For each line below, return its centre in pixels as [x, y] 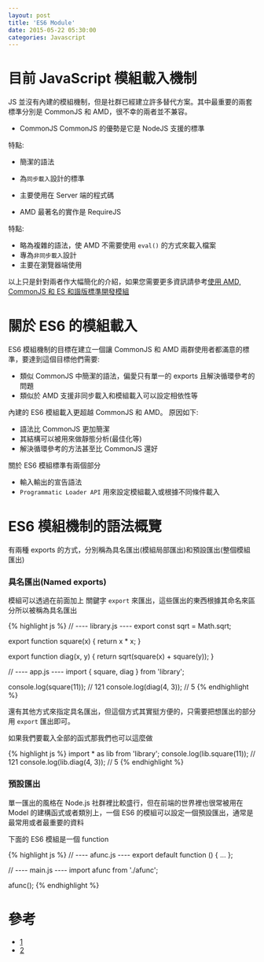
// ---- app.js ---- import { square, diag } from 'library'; [96, 672]
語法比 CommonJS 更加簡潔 [64, 429]
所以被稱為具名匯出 [46, 611]
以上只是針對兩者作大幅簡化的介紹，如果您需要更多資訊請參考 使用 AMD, [125, 282]
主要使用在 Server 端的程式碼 [67, 195]
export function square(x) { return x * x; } [75, 641]
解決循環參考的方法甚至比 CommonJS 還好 [89, 449]
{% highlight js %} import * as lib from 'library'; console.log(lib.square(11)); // [132, 754]
